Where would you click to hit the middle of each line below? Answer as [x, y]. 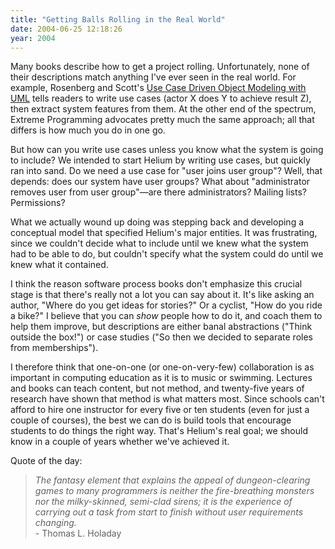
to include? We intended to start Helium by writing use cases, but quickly [160, 160]
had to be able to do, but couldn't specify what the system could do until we [167, 254]
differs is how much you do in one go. [88, 130]
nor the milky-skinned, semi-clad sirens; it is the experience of [163, 502]
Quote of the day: [46, 461]
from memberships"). [54, 348]
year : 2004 [33, 38]
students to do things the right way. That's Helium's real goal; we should [159, 431]
